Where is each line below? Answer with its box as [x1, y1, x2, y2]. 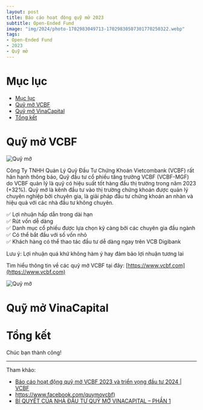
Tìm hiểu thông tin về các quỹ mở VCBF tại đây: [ [6, 262, 128, 269]
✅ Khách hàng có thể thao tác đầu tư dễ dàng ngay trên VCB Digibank [6, 237, 181, 245]
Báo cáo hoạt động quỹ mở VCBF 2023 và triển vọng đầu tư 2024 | [14, 378, 182, 385]
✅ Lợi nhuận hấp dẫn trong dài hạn [6, 210, 93, 218]
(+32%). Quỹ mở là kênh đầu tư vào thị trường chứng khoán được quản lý [6, 186, 188, 193]
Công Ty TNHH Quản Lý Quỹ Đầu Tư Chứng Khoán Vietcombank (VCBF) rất [6, 167, 195, 174]
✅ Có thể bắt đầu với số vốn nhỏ [6, 231, 88, 238]
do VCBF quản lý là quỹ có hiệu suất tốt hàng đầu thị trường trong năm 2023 [6, 179, 196, 187]
